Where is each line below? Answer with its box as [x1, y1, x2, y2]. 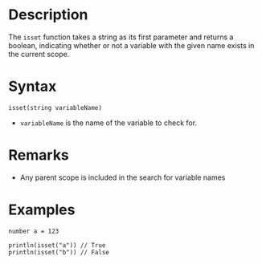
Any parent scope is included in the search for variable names [19, 173, 226, 182]
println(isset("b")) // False [8, 248, 110, 256]
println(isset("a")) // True [8, 241, 106, 250]
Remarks [8, 146, 70, 164]
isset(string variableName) [8, 104, 103, 112]
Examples [8, 201, 76, 218]
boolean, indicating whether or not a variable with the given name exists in [8, 40, 255, 50]
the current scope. [8, 49, 70, 59]
